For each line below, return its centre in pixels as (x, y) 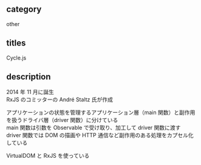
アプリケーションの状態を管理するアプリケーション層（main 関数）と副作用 (101, 113)
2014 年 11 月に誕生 (30, 92)
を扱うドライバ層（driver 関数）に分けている (62, 120)
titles (16, 43)
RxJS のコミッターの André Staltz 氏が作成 (60, 99)
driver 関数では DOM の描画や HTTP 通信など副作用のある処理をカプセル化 (100, 135)
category (24, 9)
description (29, 77)
